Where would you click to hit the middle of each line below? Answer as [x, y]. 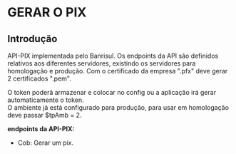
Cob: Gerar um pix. [46, 143]
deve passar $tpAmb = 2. [45, 115]
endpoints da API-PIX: [41, 129]
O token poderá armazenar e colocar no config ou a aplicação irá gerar [112, 92]
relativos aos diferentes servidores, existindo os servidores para [102, 63]
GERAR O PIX [47, 12]
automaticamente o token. [46, 100]
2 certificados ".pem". [39, 78]
